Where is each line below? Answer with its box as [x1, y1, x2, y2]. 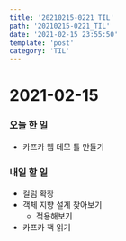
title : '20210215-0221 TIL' [9, 13, 115, 22]
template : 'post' [9, 38, 75, 48]
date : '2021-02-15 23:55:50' [9, 30, 119, 39]
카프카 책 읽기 [22, 221, 71, 232]
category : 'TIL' [9, 47, 70, 56]
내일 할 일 [9, 165, 48, 178]
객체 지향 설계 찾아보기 [22, 199, 103, 210]
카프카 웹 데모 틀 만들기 [22, 141, 105, 152]
